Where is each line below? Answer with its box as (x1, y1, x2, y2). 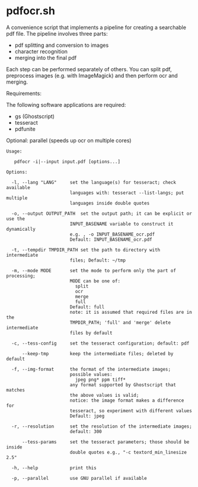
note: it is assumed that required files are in (69, 309, 193, 315)
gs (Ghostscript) (14, 113, 55, 120)
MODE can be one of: (69, 278, 120, 284)
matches (6, 387, 25, 393)
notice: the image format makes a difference (69, 397, 184, 403)
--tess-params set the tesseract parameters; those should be (21, 439, 190, 445)
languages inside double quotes (69, 200, 150, 206)
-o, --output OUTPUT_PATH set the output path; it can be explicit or (11, 211, 193, 217)
